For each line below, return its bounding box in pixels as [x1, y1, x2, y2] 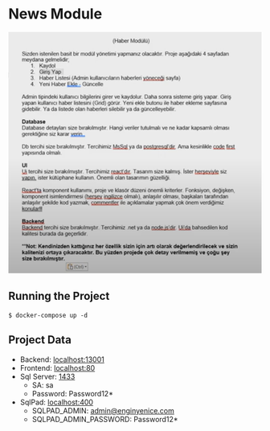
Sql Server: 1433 [19, 371, 76, 381]
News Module [8, 5, 103, 23]
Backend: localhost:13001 [19, 355, 104, 364]
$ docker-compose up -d [8, 311, 88, 320]
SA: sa [31, 380, 54, 390]
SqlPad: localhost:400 [19, 397, 94, 407]
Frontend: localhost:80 [19, 363, 96, 372]
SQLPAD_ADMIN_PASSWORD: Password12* [31, 414, 178, 424]
